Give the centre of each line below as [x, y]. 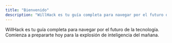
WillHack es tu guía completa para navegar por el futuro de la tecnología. [82, 29]
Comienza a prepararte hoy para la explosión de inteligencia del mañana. [82, 35]
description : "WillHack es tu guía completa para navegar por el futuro [84, 15]
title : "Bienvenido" [27, 10]
